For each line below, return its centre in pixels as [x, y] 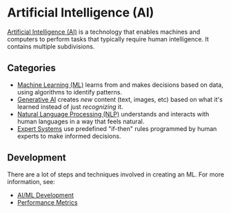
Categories [32, 68]
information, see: [31, 181]
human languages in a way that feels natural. [81, 121]
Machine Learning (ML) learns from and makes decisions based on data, [120, 85]
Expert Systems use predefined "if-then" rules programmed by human [117, 128]
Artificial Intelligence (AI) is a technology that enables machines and [104, 32]
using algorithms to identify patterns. [70, 92]
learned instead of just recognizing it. [70, 106]
